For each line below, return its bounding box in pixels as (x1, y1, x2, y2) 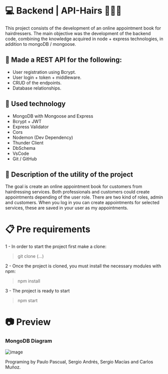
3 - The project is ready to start (5, 288, 70, 294)
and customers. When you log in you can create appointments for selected (5, 200, 159, 206)
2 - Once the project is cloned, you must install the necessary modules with (5, 263, 161, 269)
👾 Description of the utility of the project (5, 170, 133, 178)
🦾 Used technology (5, 100, 66, 108)
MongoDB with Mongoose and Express (12, 113, 94, 119)
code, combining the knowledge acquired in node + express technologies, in (5, 36, 163, 42)
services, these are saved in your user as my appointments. (5, 205, 129, 211)
